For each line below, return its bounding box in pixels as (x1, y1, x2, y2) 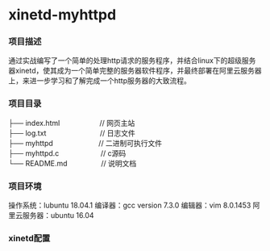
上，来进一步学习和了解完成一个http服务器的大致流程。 (8, 76, 192, 86)
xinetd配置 (8, 232, 51, 244)
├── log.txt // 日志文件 (8, 128, 135, 138)
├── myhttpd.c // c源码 (8, 148, 127, 158)
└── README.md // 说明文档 (8, 158, 137, 168)
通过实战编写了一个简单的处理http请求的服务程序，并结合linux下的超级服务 (8, 56, 256, 65)
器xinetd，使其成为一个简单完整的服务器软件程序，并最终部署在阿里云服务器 (8, 66, 262, 76)
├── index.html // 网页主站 (8, 118, 135, 128)
